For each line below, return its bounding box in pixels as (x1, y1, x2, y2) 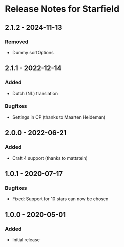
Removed (5, 38, 29, 45)
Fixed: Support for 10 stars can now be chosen (12, 196, 109, 202)
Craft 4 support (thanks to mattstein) (12, 155, 88, 161)
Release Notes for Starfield (5, 3, 120, 15)
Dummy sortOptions (12, 49, 54, 55)
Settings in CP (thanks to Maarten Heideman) (12, 114, 106, 120)
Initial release (12, 236, 40, 243)
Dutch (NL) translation (12, 90, 58, 96)
